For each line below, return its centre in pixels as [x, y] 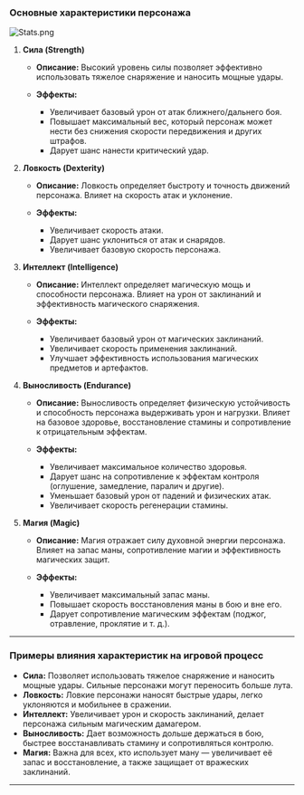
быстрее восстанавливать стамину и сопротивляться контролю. [148, 742]
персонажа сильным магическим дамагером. [112, 723]
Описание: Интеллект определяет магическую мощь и [143, 285]
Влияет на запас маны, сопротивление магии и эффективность [158, 551]
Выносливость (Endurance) [77, 386]
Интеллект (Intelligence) [71, 267]
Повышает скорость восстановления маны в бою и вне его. [166, 605]
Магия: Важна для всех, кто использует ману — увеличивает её [147, 752]
